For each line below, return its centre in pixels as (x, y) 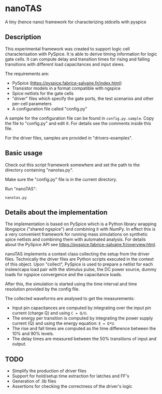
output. (19, 344)
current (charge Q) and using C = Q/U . (50, 313)
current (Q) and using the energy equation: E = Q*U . (63, 323)
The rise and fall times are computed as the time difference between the (84, 329)
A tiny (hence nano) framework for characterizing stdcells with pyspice (76, 22)
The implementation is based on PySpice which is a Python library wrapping (81, 224)
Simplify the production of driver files (49, 371)
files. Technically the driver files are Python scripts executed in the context (79, 259)
